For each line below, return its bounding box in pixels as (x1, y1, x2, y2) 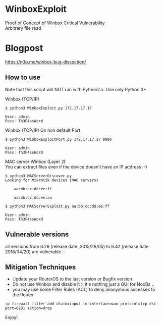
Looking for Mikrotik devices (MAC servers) (5, 177, 99, 183)
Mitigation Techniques (5, 263, 76, 271)
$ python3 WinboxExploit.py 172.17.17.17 (5, 106, 92, 110)
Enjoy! (5, 315, 18, 321)
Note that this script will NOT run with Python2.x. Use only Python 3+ (5, 86, 147, 92)
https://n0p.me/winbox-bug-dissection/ (5, 58, 86, 65)
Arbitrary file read (5, 25, 41, 31)
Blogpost (5, 43, 43, 54)
